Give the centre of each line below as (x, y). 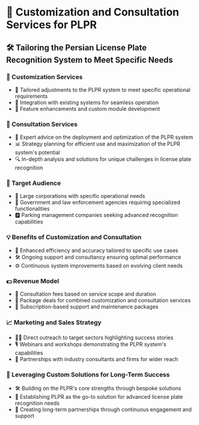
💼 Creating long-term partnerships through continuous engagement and (103, 409)
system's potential (37, 153)
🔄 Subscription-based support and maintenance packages (87, 307)
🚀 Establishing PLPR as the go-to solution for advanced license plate (99, 396)
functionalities (32, 209)
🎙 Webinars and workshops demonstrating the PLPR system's (91, 345)
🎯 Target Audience (34, 183)
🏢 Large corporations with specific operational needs (80, 196)
